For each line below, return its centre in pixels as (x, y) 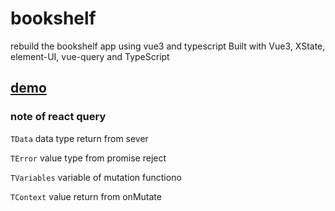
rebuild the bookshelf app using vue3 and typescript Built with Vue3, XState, (168, 46)
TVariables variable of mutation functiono (96, 177)
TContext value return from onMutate (86, 196)
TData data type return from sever (79, 138)
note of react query (58, 117)
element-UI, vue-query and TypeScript (90, 56)
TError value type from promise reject (88, 158)
